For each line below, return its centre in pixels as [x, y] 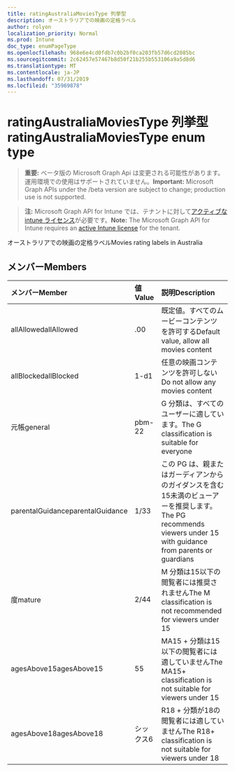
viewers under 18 [190, 758]
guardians [178, 559]
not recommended [192, 611]
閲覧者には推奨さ [190, 582]
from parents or [187, 550]
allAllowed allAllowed [44, 329]
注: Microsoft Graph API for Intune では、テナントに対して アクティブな [126, 212]
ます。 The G [181, 425]
